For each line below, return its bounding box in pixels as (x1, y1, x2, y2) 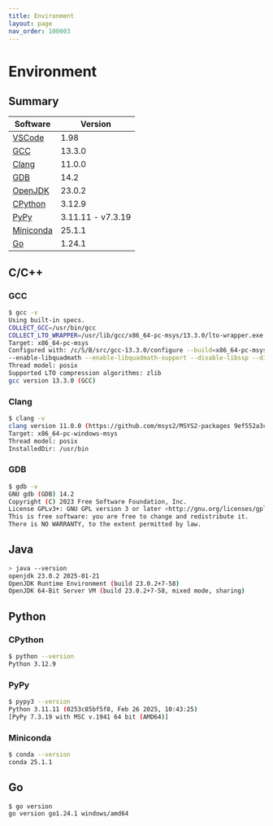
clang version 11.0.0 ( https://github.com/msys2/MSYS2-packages (8, 422, 231, 430)
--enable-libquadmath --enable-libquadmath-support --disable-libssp (8, 354, 249, 362)
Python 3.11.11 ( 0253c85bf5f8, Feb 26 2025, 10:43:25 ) (8, 705, 198, 713)
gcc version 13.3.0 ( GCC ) (8, 376, 96, 385)
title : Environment (8, 11, 75, 20)
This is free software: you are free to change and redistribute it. (8, 513, 249, 521)
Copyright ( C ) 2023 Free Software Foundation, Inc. (8, 497, 187, 505)
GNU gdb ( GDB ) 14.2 (8, 490, 75, 498)
